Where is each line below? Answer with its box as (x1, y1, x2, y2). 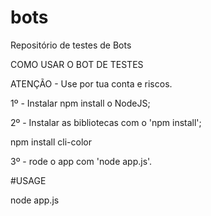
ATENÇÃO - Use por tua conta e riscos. (10, 77, 173, 90)
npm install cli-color (10, 136, 92, 148)
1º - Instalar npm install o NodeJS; (10, 97, 151, 109)
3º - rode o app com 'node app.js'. (10, 155, 153, 167)
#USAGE (10, 174, 47, 186)
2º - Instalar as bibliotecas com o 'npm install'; (10, 116, 202, 128)
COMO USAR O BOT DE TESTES (10, 58, 144, 70)
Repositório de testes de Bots (10, 39, 132, 51)
